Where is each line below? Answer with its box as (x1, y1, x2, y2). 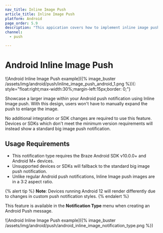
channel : (5, 30, 23, 35)
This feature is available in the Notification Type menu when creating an (5, 203, 150, 209)
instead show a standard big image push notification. (5, 125, 111, 132)
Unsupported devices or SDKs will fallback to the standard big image (12, 163, 150, 169)
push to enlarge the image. (5, 106, 59, 112)
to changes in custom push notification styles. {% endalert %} (5, 193, 130, 199)
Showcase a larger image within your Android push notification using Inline (5, 96, 155, 101)
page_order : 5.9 (5, 20, 38, 26)
